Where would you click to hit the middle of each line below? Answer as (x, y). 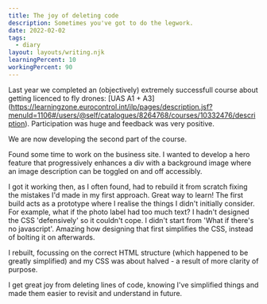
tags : (17, 38)
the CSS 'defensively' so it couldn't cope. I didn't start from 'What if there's (131, 220)
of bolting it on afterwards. (52, 237)
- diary (28, 45)
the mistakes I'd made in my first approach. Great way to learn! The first (126, 194)
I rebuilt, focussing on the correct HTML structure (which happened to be (128, 252)
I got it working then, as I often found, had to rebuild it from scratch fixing (128, 187)
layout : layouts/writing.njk (56, 52)
